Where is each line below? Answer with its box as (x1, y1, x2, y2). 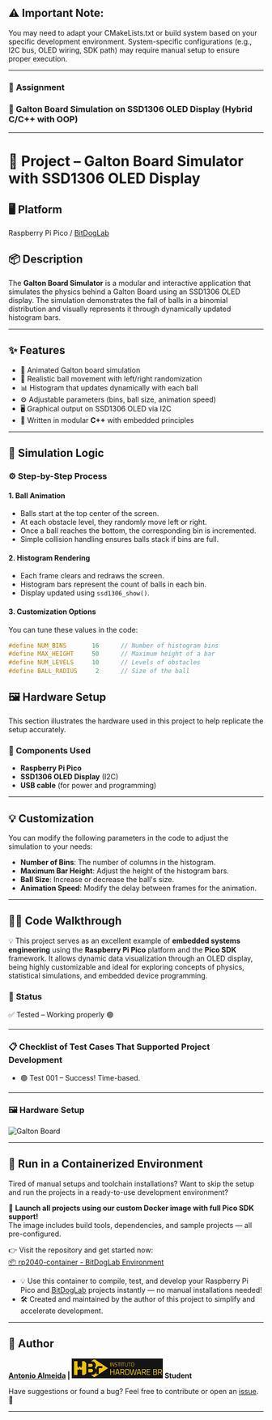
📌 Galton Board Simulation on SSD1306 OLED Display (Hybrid (8, 103, 253, 114)
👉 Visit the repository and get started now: (8, 1245, 154, 1255)
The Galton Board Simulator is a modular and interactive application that (8, 278, 251, 288)
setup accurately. (8, 724, 66, 734)
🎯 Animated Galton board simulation (19, 365, 141, 375)
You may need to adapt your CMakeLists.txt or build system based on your (8, 28, 257, 37)
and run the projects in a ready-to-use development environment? (8, 1187, 229, 1197)
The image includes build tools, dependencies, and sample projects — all (8, 1220, 253, 1230)
